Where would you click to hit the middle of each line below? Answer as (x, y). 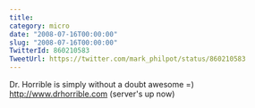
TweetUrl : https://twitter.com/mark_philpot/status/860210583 (127, 59)
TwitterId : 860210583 (50, 51)
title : (21, 17)
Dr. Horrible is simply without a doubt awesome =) (102, 84)
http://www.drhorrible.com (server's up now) (92, 94)
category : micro (39, 26)
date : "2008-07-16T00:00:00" (64, 34)
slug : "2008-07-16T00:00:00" (64, 42)
